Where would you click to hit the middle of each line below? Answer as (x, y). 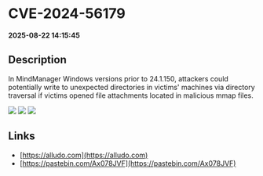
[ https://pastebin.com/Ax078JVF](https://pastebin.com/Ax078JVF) (128, 163)
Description (37, 60)
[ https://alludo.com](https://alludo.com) (84, 155)
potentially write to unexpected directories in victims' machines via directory (131, 87)
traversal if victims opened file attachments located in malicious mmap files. (131, 95)
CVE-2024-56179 (67, 14)
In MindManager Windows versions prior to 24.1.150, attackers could (119, 78)
